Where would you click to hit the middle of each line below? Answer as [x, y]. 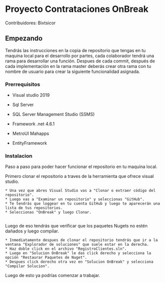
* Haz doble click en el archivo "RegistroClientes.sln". [66, 249]
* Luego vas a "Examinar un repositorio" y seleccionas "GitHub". [75, 199]
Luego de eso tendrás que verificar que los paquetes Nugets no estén [76, 226]
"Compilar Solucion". [27, 266]
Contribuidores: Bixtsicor [30, 23]
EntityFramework [30, 143]
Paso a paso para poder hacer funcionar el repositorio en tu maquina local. [81, 167]
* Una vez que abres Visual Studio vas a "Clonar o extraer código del [80, 191]
